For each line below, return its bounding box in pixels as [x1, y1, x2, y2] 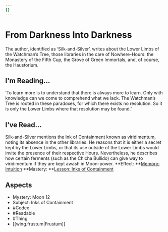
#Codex [12, 205, 29, 211]
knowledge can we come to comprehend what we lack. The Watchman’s [5, 95, 156, 101]
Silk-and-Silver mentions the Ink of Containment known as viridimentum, [5, 134, 156, 140]
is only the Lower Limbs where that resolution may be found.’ [5, 106, 132, 112]
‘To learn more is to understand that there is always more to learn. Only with [5, 90, 163, 96]
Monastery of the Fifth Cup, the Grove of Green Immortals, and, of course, [5, 56, 160, 63]
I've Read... [5, 121, 42, 129]
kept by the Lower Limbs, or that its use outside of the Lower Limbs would [5, 145, 159, 151]
